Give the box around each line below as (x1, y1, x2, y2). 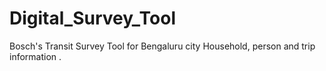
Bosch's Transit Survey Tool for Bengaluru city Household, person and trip (9, 40, 316, 52)
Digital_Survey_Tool (9, 7, 177, 30)
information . (9, 50, 62, 62)
